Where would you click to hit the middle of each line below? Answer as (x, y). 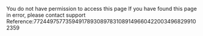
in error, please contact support (46, 15)
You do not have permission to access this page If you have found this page (101, 9)
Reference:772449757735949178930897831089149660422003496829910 (101, 21)
